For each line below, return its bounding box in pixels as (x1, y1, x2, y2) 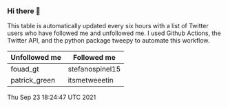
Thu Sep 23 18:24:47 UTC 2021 (7, 93, 96, 102)
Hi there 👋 (7, 6, 41, 16)
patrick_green (10, 76, 56, 85)
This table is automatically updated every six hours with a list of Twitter (7, 22, 209, 30)
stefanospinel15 (68, 65, 121, 74)
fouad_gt (10, 65, 39, 74)
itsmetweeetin (68, 76, 114, 85)
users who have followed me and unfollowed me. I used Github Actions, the (7, 29, 222, 37)
